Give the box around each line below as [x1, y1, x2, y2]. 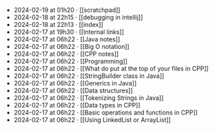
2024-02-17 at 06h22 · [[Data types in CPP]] [13, 101, 141, 109]
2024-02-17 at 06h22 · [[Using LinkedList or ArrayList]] [13, 116, 171, 123]
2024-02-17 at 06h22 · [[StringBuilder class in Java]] [13, 72, 165, 80]
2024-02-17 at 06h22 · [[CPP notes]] [13, 50, 119, 58]
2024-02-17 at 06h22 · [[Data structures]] [13, 86, 133, 94]
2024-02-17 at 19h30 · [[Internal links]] [13, 28, 124, 36]
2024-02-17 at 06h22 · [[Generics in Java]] [13, 79, 136, 87]
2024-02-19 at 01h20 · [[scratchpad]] [13, 6, 121, 14]
